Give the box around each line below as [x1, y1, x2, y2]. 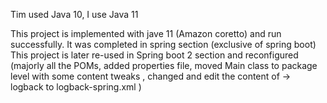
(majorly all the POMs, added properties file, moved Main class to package [10, 60, 318, 71]
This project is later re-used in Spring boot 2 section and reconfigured [10, 49, 299, 61]
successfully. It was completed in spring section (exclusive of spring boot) [10, 39, 317, 50]
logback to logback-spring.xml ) [10, 81, 142, 93]
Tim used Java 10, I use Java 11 [10, 9, 139, 20]
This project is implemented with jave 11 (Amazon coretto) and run [10, 28, 282, 39]
